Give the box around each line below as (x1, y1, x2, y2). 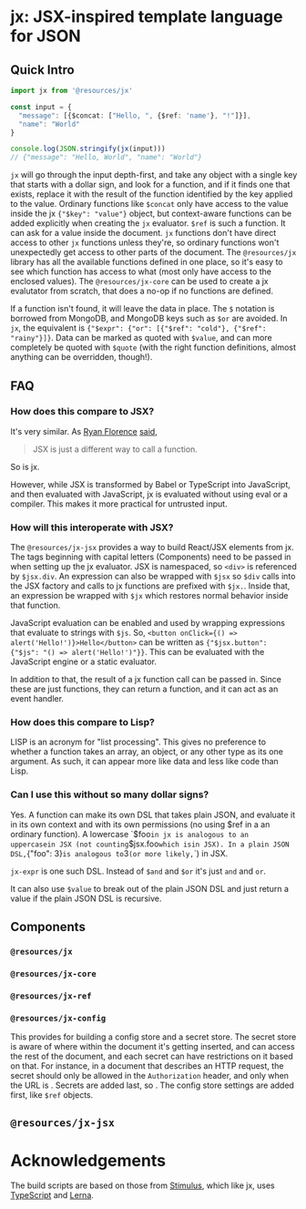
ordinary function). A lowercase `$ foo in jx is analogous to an (10, 828, 250, 839)
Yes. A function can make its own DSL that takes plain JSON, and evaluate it (10, 809, 296, 820)
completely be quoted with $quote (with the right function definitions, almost (10, 342, 297, 353)
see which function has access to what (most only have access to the (10, 266, 272, 277)
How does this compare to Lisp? (10, 716, 156, 729)
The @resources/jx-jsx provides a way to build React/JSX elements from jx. (10, 542, 294, 553)
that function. (10, 599, 61, 611)
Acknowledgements (10, 1150, 167, 1171)
